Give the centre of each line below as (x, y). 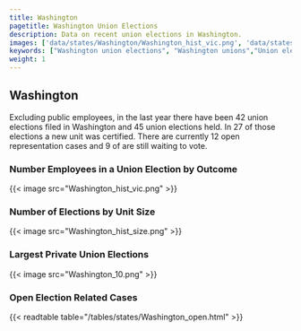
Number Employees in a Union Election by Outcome (124, 169)
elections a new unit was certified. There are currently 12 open (125, 136)
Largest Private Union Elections (79, 255)
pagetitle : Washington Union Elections (84, 26)
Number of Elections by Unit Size (82, 212)
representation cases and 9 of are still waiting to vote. (108, 145)
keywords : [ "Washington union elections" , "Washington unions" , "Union (144, 51)
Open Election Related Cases (73, 297)
